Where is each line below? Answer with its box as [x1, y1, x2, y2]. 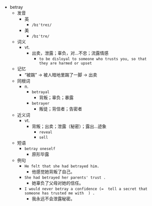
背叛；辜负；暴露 [39, 95, 74, 100]
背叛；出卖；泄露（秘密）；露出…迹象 [31, 124, 107, 129]
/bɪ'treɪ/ [31, 23, 52, 27]
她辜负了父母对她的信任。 [31, 180, 84, 186]
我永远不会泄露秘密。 [31, 196, 75, 202]
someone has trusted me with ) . [24, 191, 95, 196]
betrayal [31, 90, 50, 95]
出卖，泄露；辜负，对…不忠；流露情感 [31, 50, 109, 56]
